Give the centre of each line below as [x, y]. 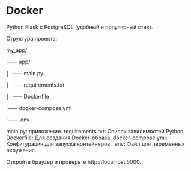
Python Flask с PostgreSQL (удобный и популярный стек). [80, 27]
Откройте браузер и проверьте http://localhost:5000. [74, 161]
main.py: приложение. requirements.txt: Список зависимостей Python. [95, 131]
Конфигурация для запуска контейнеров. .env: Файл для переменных [95, 143]
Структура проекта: [32, 38]
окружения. [21, 150]
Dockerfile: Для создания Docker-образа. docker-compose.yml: [87, 138]
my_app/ [17, 50]
